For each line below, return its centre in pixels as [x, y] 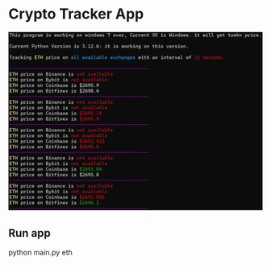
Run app [29, 233]
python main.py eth [40, 253]
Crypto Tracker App [76, 14]
